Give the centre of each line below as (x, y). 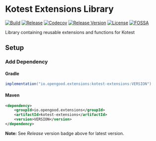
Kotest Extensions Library (59, 9)
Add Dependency (26, 62)
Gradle (12, 73)
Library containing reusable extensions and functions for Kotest (70, 32)
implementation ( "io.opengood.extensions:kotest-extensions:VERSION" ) (78, 84)
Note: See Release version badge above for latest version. (65, 133)
